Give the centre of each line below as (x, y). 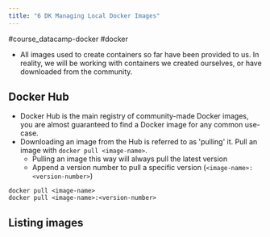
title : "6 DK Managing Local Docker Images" (84, 16)
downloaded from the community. (76, 71)
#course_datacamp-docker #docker (69, 39)
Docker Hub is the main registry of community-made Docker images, (134, 116)
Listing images (46, 222)
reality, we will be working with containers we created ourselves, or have (141, 63)
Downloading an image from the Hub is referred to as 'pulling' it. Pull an (139, 142)
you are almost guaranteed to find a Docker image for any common (131, 125)
